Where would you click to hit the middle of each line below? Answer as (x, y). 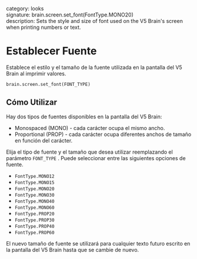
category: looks (25, 9)
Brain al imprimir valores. (36, 74)
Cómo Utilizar (32, 102)
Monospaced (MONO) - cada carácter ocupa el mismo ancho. (90, 128)
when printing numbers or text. (44, 27)
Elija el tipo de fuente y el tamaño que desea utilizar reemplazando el (90, 152)
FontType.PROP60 (34, 233)
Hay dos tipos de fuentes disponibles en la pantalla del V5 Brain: (84, 117)
